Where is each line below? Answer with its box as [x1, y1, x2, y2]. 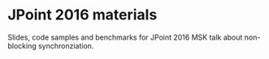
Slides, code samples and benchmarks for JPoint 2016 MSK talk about [7, 32, 243, 42]
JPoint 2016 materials [7, 6, 158, 24]
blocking [7, 40, 37, 50]
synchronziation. [38, 40, 94, 50]
